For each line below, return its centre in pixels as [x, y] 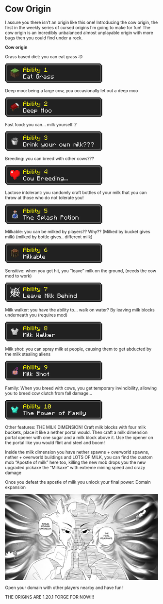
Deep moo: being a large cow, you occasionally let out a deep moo [72, 90]
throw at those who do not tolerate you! [44, 197]
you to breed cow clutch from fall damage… [49, 393]
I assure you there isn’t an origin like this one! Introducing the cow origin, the [81, 22]
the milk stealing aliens [28, 354]
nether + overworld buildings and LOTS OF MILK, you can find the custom [79, 457]
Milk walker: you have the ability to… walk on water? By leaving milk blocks [80, 310]
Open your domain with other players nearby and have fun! [64, 588]
